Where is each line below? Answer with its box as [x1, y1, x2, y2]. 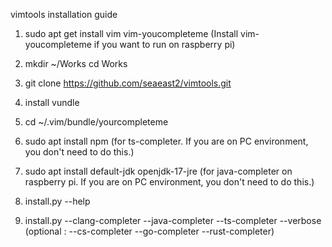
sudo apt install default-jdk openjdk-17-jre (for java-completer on [24, 165, 293, 177]
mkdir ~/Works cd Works [24, 58, 128, 69]
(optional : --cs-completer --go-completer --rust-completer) [24, 225, 275, 237]
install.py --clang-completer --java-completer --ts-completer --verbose [24, 215, 322, 226]
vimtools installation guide [10, 9, 118, 20]
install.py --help [24, 195, 91, 207]
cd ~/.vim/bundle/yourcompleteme [24, 116, 169, 128]
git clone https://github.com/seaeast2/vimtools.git [24, 77, 232, 89]
